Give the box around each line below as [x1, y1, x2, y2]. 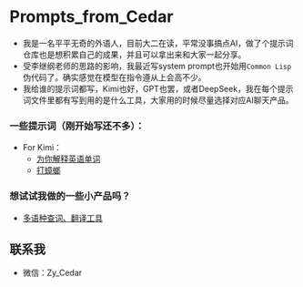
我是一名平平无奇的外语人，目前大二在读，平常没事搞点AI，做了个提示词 [22, 37, 294, 48]
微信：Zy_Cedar [22, 267, 83, 279]
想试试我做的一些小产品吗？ [9, 190, 131, 202]
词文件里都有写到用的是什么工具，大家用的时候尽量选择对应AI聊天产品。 [22, 94, 294, 106]
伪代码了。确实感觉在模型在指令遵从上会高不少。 [22, 71, 207, 83]
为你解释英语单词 [35, 153, 101, 165]
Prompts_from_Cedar [9, 6, 174, 27]
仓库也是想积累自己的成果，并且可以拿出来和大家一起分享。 [22, 48, 247, 60]
